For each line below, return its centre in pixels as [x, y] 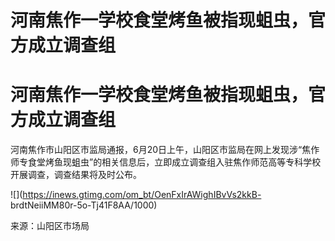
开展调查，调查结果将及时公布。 [76, 175]
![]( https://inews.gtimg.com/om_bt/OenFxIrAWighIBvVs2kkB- [136, 195]
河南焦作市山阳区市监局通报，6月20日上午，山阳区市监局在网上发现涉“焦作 [165, 150]
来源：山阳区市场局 [50, 226]
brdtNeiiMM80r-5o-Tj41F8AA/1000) [84, 205]
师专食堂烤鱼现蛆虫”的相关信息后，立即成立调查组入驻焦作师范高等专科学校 [166, 162]
